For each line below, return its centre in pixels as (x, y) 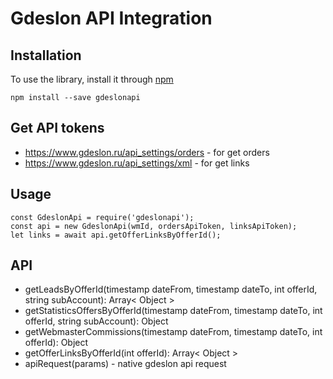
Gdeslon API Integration (111, 18)
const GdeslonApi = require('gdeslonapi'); (102, 217)
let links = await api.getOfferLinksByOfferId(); (116, 235)
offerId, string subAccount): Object (96, 321)
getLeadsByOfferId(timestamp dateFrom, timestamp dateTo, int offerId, (171, 289)
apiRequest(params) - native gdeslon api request (125, 364)
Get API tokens (57, 128)
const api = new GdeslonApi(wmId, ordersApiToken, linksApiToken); (154, 226)
